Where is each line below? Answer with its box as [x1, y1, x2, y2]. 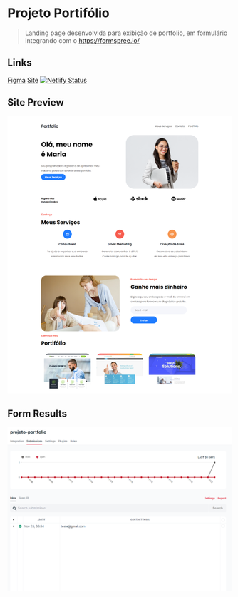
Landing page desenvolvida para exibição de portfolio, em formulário [24, 29, 228, 37]
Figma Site [7, 76, 39, 84]
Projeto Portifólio [7, 5, 110, 21]
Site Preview [7, 96, 64, 108]
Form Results [7, 407, 68, 419]
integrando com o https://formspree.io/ [24, 36, 140, 44]
